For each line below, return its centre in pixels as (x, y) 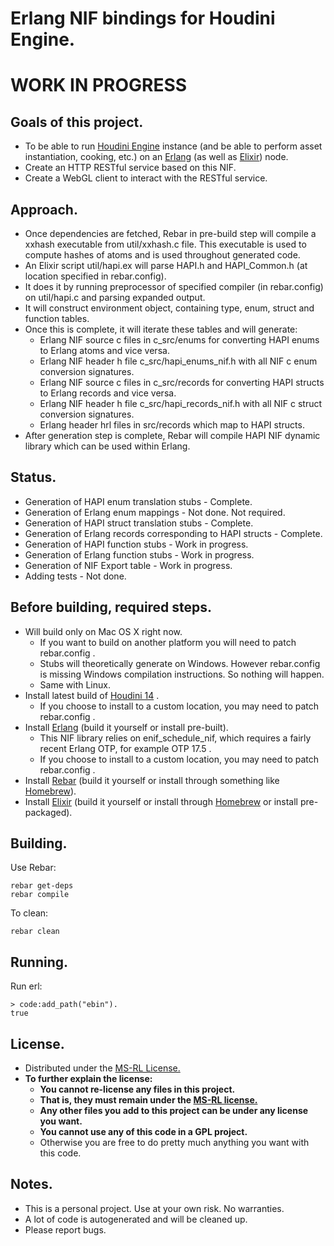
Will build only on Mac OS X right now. (103, 631)
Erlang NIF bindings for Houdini (143, 18)
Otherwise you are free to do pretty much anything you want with (174, 1143)
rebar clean (35, 932)
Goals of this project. (77, 122)
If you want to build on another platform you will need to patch (168, 642)
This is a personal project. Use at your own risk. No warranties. (154, 1208)
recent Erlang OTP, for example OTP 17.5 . (125, 748)
